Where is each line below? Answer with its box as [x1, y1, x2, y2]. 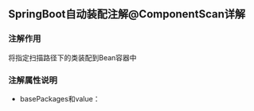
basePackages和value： [19, 94, 100, 103]
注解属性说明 [8, 75, 58, 86]
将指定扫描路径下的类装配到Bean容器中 [8, 52, 137, 62]
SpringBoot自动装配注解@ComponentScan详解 [8, 7, 245, 21]
